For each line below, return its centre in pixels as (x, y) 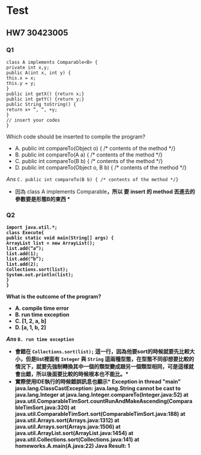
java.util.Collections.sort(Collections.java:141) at (77, 439)
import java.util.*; (32, 227)
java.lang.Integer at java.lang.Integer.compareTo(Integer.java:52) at (102, 395)
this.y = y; (21, 83)
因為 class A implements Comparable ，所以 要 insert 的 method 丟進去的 (105, 191)
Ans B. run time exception (40, 339)
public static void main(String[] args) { (60, 238)
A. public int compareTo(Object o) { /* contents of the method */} (95, 148)
